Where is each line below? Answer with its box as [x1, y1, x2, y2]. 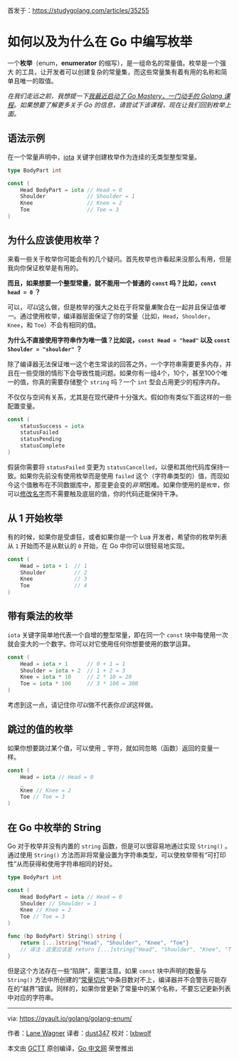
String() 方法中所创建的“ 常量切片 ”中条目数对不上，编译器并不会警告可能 [7, 975, 221, 983]
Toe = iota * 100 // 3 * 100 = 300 [20, 680, 139, 688]
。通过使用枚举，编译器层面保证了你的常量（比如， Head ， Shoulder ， [14, 311, 214, 320]
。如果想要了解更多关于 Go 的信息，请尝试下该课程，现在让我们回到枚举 [14, 100, 225, 109]
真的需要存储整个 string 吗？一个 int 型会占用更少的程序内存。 [38, 377, 224, 386]
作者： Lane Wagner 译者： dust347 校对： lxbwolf [7, 1028, 152, 1037]
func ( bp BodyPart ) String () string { [7, 933, 122, 940]
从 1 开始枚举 [7, 512, 63, 525]
